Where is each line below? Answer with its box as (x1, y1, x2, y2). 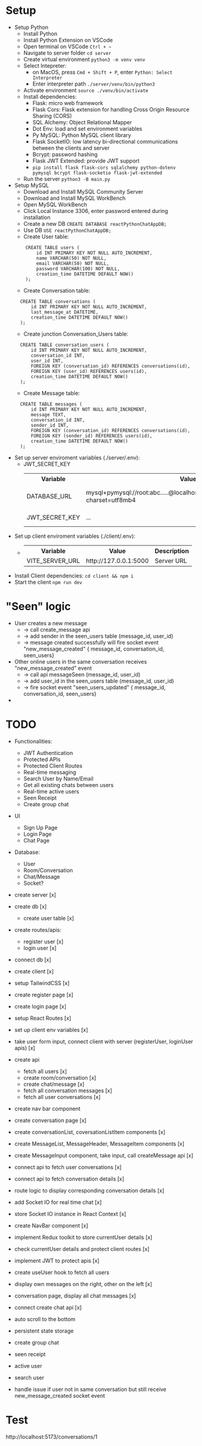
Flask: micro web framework (32, 99, 104, 106)
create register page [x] (14, 991, 74, 998)
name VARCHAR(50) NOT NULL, (36, 255, 107, 261)
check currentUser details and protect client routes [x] (14, 1245, 150, 1252)
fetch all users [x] (23, 1068, 68, 1075)
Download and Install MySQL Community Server (23, 188, 144, 195)
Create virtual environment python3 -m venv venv (23, 56, 145, 63)
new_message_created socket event (14, 1392, 106, 1399)
